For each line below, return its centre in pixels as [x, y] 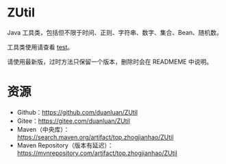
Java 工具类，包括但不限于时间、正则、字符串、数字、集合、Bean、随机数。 [115, 32]
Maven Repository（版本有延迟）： [65, 145]
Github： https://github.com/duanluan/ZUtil [77, 112]
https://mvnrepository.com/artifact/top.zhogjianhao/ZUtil [97, 153]
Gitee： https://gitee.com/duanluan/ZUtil [73, 121]
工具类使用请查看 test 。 [40, 47]
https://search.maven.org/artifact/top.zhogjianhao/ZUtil [95, 137]
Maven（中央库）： [43, 129]
